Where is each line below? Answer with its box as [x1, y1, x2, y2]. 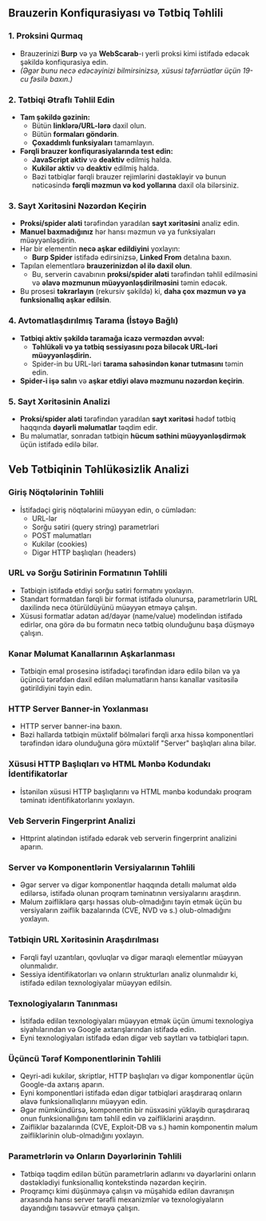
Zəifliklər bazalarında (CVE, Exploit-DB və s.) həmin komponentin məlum [19, 1123, 258, 1132]
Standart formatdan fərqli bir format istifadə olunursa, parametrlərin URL [19, 594, 258, 604]
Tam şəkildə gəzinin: [19, 112, 90, 122]
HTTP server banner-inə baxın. [19, 721, 122, 731]
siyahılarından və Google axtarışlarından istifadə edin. [19, 1024, 197, 1034]
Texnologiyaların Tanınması [8, 998, 118, 1009]
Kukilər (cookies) [31, 539, 88, 548]
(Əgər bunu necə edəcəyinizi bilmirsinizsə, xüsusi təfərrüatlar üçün [19, 66, 241, 75]
